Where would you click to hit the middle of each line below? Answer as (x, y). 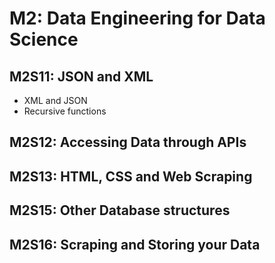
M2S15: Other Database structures (120, 210)
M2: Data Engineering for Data (137, 18)
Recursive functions (65, 111)
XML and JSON (55, 100)
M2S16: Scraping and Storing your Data (135, 244)
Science (44, 39)
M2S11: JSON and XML (81, 76)
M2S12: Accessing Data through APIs (128, 142)
